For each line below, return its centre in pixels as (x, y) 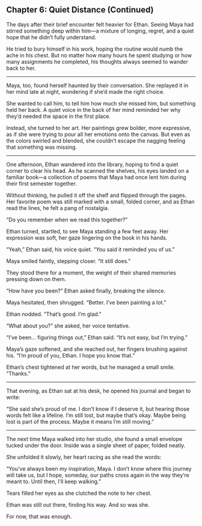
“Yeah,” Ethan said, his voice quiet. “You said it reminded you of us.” (90, 249)
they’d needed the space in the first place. (59, 116)
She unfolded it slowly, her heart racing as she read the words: (84, 457)
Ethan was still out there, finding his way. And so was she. (78, 504)
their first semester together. (41, 184)
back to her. (21, 68)
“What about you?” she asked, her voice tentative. (68, 326)
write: (13, 397)
